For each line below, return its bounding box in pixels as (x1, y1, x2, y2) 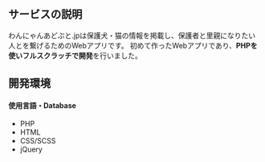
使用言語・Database (8, 100, 76, 110)
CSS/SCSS (19, 136, 56, 146)
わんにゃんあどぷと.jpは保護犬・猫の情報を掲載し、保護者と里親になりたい (8, 31, 255, 40)
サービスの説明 (8, 7, 83, 22)
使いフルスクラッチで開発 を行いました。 (8, 51, 142, 60)
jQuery (19, 144, 43, 155)
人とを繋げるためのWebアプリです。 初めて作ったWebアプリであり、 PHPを (8, 40, 259, 50)
